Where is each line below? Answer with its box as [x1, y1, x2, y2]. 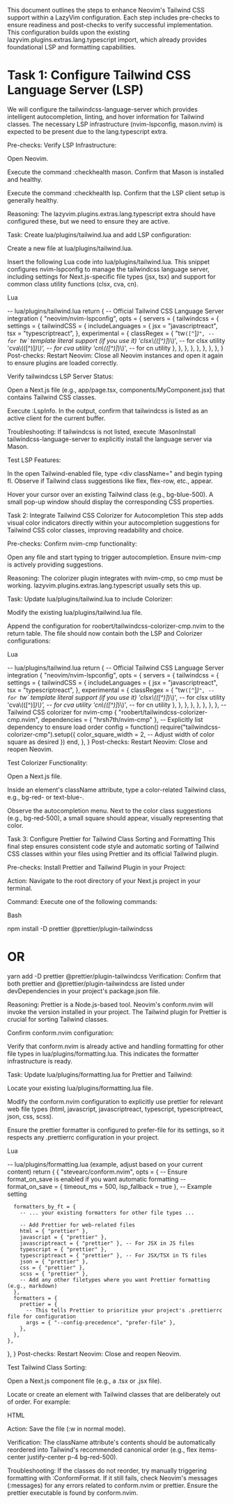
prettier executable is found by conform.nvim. [7, 1488, 139, 1497]
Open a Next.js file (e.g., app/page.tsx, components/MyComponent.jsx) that [7, 385, 225, 394]
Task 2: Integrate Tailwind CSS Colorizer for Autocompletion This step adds [7, 511, 224, 519]
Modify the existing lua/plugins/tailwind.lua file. [7, 608, 143, 616]
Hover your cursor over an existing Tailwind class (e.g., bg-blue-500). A [7, 490, 214, 498]
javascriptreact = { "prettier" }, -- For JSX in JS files [19, 1240, 195, 1247]
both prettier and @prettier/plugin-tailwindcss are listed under [7, 979, 185, 988]
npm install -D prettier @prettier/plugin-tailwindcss [7, 924, 153, 933]
